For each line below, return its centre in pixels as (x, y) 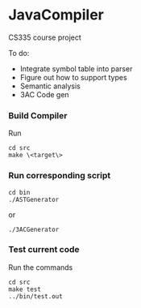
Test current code (44, 250)
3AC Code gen (45, 94)
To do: (19, 53)
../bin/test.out (35, 296)
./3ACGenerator (34, 229)
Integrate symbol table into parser (76, 68)
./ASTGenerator (34, 199)
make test (25, 289)
